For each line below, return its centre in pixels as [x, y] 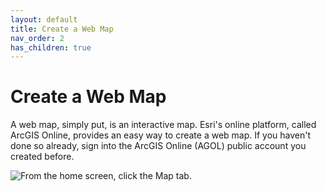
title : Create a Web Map [62, 29]
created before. [42, 157]
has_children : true [51, 47]
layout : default [44, 19]
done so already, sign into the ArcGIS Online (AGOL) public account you [158, 146]
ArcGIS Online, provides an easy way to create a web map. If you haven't [161, 135]
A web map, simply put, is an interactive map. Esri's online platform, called [163, 125]
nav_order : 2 [37, 38]
